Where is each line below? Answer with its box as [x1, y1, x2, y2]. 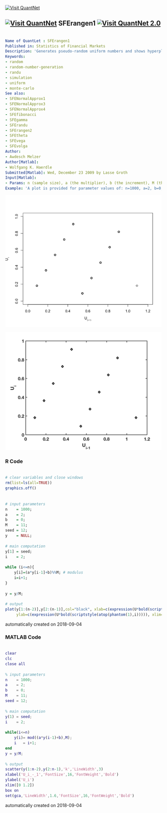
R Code [5, 458, 23, 465]
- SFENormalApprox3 [5, 101, 46, 107]
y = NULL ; [5, 533, 32, 538]
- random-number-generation [5, 65, 64, 70]
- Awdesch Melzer [5, 154, 41, 159]
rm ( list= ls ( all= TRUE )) [5, 480, 52, 486]
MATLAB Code [5, 634, 41, 641]
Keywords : [5, 54, 26, 59]
